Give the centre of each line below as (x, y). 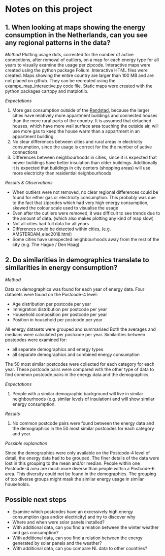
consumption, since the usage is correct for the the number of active (82, 147)
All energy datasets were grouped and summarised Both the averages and (81, 329)
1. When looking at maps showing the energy (75, 27)
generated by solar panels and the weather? (57, 543)
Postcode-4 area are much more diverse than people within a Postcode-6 (80, 468)
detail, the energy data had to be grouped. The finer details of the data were (82, 458)
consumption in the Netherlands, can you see (76, 35)
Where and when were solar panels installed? (58, 522)
